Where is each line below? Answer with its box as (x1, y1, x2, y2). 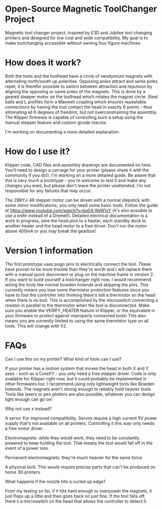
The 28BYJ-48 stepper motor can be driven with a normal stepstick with (5, 197, 150, 203)
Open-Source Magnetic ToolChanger (5, 3, 158, 15)
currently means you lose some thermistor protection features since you (5, 287, 149, 293)
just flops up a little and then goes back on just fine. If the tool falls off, (5, 493, 146, 499)
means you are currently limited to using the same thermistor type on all (5, 318, 149, 324)
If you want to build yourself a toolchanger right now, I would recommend (5, 277, 152, 282)
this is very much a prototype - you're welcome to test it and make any (5, 177, 147, 183)
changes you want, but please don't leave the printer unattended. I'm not (5, 182, 151, 188)
